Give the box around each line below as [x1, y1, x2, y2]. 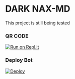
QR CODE [5, 32, 29, 39]
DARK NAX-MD [5, 3, 70, 15]
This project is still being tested [5, 20, 70, 26]
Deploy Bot [5, 57, 33, 64]
